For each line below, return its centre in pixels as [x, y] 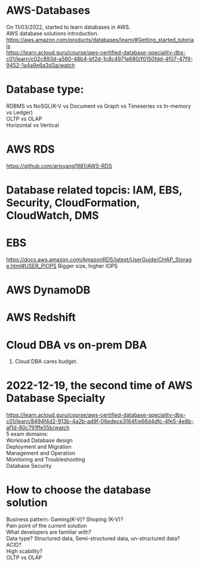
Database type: [45, 90]
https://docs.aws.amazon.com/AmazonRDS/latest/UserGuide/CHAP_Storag [99, 259]
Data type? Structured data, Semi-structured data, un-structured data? [93, 538]
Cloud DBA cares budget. [46, 361]
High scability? [24, 551]
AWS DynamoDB [48, 290]
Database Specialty [56, 398]
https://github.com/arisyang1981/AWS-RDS [59, 166]
